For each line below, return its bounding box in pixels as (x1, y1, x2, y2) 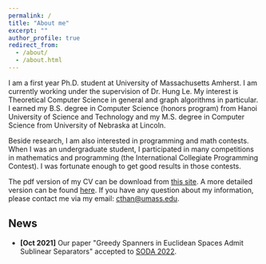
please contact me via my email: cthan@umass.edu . (8, 193, 180, 203)
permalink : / (8, 11, 52, 20)
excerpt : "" (8, 26, 48, 34)
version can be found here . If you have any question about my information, (8, 185, 254, 195)
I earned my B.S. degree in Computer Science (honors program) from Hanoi (8, 103, 258, 112)
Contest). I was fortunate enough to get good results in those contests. (8, 161, 242, 171)
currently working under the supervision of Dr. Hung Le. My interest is (8, 86, 239, 96)
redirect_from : (8, 41, 59, 49)
